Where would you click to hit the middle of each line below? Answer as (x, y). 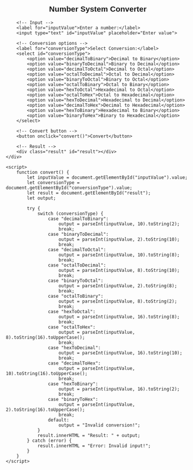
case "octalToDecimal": (77, 265)
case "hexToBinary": (73, 384)
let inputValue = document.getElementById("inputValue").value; (107, 178)
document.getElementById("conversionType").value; (69, 188)
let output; (41, 198)
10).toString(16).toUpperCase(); (47, 373)
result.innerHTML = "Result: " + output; (89, 435)
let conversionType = (53, 183)
